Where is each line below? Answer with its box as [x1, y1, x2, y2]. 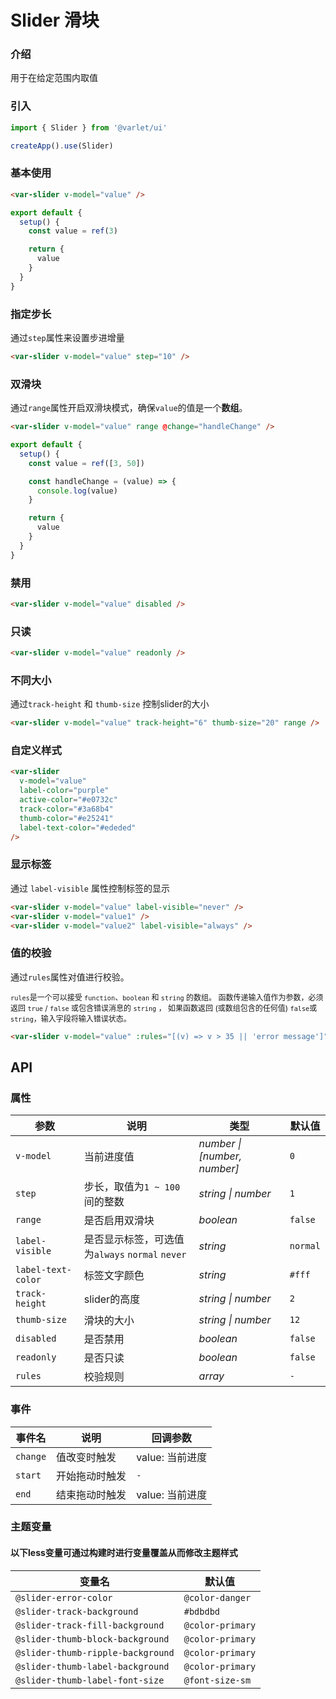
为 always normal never [83, 1247, 187, 1261]
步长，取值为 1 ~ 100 [83, 1180, 181, 1194]
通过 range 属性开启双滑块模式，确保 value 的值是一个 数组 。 [10, 402, 248, 414]
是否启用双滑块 [83, 1214, 155, 1228]
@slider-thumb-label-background [15, 1661, 170, 1672]
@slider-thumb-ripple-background [15, 1647, 175, 1658]
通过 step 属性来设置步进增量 [10, 332, 125, 343]
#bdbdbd [183, 1606, 221, 1617]
